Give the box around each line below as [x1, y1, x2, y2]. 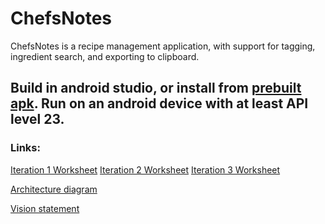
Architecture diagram [10, 183, 98, 195]
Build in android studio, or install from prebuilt [10, 80, 302, 97]
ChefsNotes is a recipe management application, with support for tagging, [10, 40, 316, 52]
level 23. [10, 111, 65, 128]
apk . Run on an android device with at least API [10, 95, 309, 112]
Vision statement [10, 202, 80, 214]
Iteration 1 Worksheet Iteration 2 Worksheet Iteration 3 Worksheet [10, 163, 281, 176]
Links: [10, 141, 41, 155]
